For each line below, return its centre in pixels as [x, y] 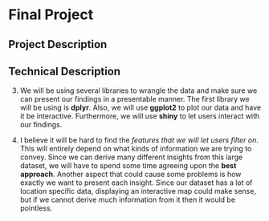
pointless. [36, 208]
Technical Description [65, 71]
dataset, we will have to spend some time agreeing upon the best [128, 166]
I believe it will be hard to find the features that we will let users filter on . [139, 140]
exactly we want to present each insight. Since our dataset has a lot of [136, 183]
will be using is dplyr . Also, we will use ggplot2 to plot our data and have [141, 108]
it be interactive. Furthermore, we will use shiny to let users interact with [140, 116]
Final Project [51, 15]
